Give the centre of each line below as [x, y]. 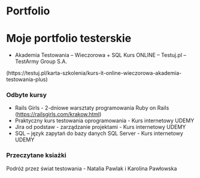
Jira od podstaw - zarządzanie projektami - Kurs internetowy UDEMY [100, 127]
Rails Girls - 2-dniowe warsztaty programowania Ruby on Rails [92, 108]
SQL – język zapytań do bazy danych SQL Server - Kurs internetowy [99, 134]
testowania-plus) [27, 80]
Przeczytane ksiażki [37, 155]
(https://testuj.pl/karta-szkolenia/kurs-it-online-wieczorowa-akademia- [94, 73]
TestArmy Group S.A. [41, 62]
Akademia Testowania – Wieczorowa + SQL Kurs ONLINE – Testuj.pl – [101, 55]
